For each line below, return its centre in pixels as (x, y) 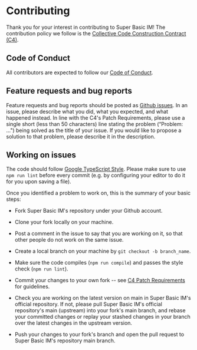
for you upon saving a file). (39, 181)
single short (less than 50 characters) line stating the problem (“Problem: (95, 124)
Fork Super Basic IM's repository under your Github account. (88, 211)
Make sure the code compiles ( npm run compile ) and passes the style (99, 263)
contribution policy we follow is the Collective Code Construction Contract (96, 33)
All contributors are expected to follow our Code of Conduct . (80, 72)
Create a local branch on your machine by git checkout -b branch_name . (103, 251)
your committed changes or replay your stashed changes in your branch (102, 317)
